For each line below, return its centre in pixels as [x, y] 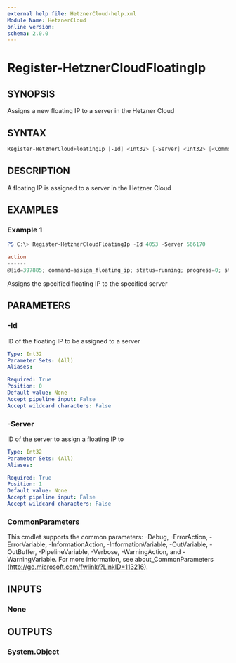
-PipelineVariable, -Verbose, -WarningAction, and [110, 552]
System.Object [33, 652]
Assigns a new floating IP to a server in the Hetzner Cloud [91, 111]
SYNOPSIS [31, 94]
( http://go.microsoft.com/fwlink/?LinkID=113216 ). [78, 567]
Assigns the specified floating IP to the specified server [87, 283]
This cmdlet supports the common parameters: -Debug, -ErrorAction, [108, 537]
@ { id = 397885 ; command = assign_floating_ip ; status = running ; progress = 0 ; [114, 270]
